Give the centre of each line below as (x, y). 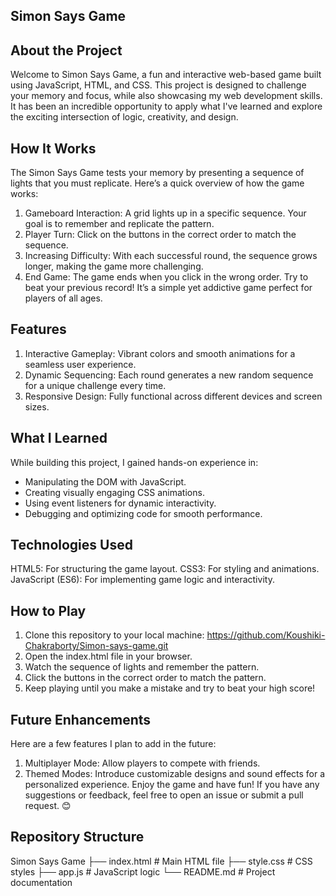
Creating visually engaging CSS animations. (114, 492)
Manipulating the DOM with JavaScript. (105, 481)
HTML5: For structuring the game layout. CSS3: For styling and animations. (165, 569)
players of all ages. (63, 298)
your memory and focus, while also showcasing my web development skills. (166, 96)
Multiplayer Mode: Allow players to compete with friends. (142, 763)
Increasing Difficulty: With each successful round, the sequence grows (171, 256)
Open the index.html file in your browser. (108, 656)
